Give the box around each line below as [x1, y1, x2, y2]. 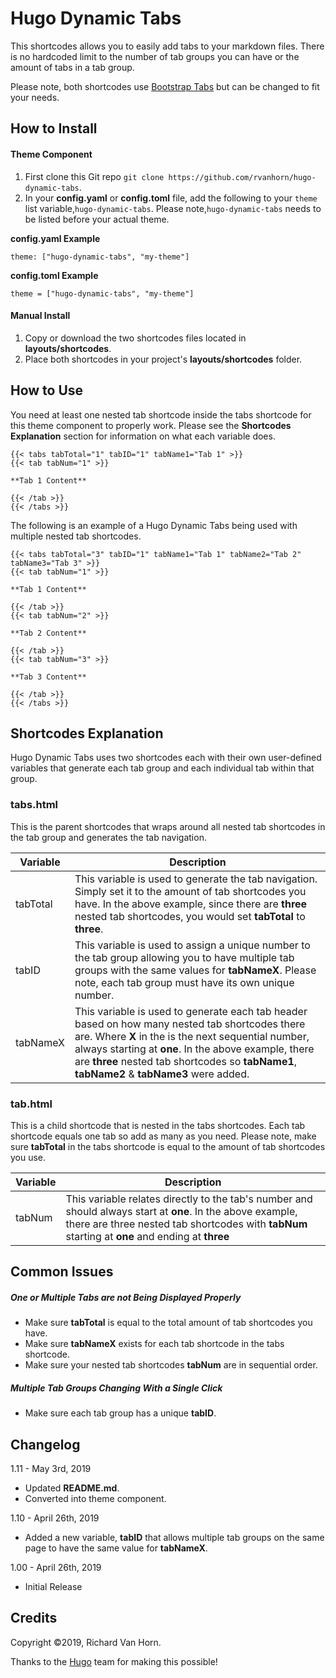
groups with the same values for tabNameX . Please [74, 963, 317, 977]
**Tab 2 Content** [10, 628, 87, 638]
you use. [10, 1151, 47, 1163]
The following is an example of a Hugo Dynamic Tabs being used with [10, 519, 298, 531]
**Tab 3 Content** [10, 672, 87, 682]
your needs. [10, 91, 60, 103]
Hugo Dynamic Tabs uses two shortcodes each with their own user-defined [10, 752, 322, 764]
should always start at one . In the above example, [65, 1204, 298, 1218]
